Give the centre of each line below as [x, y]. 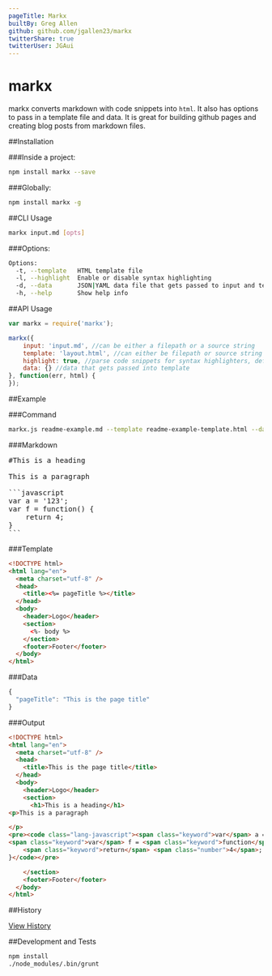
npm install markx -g [45, 202]
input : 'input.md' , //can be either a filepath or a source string [139, 345]
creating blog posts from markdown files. [77, 126]
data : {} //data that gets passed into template [106, 368]
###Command [32, 415]
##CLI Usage [30, 218]
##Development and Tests [53, 942]
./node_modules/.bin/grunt [54, 964]
